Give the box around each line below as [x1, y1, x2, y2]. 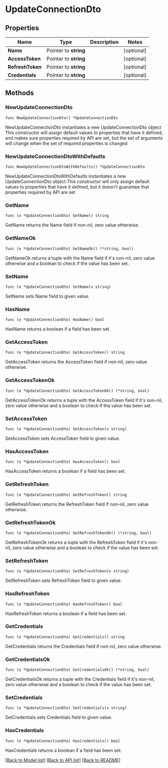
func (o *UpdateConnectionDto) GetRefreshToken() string [5, 492, 127, 497]
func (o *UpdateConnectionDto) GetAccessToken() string [5, 350, 125, 355]
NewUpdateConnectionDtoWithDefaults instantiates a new [5, 173, 126, 179]
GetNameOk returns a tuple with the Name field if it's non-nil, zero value [5, 255, 155, 261]
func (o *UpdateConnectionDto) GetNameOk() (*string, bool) [5, 246, 134, 251]
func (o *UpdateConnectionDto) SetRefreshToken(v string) [5, 569, 129, 574]
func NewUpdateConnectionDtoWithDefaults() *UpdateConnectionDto [5, 164, 145, 169]
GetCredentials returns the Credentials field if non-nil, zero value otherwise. [5, 643, 162, 649]
